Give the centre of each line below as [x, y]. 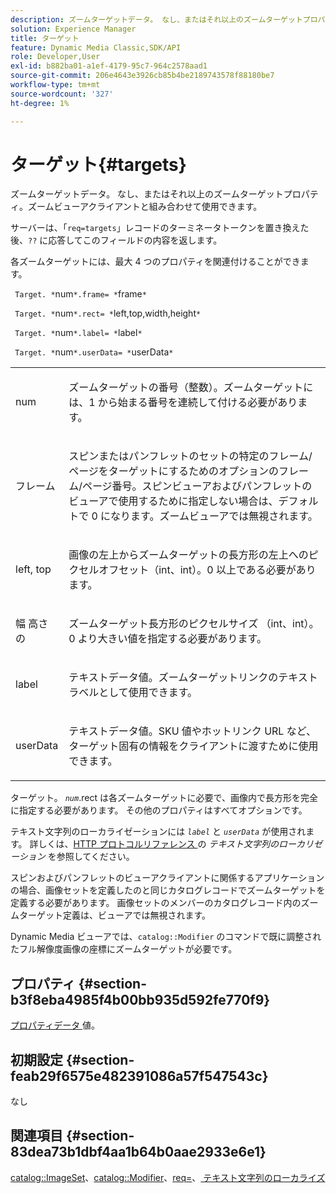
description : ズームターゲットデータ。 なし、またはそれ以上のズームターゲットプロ [164, 19]
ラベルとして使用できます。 [133, 693]
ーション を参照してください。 [72, 857]
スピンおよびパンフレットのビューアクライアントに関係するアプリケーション [167, 878]
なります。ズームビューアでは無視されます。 [214, 516]
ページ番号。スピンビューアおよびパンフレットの [197, 486]
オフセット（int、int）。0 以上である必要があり [207, 570]
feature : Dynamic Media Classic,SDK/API [96, 47]
